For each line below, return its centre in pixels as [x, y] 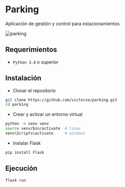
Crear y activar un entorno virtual [47, 114]
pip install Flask [25, 152]
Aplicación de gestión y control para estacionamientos [62, 24]
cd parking [17, 105]
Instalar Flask [27, 143]
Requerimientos [31, 50]
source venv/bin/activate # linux [43, 129]
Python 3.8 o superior [35, 62]
